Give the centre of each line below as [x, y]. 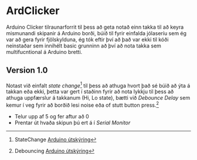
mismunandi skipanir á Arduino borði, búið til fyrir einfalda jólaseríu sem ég [96, 33]
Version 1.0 [27, 71]
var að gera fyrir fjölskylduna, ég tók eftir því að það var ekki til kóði [87, 39]
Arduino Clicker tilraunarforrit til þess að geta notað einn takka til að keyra [95, 27]
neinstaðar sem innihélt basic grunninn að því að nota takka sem [84, 46]
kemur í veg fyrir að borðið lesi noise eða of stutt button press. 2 [83, 105]
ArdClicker [33, 11]
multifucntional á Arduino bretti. [44, 52]
